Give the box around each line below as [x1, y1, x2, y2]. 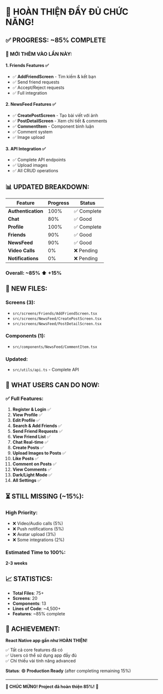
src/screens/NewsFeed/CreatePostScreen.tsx [12, 316, 102, 321]
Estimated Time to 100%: [5, 549, 66, 556]
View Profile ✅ [12, 412, 43, 417]
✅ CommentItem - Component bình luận [12, 123, 94, 129]
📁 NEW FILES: [5, 284, 47, 293]
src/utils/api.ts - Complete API [12, 367, 79, 373]
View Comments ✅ [12, 466, 52, 472]
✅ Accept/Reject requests [12, 84, 65, 90]
